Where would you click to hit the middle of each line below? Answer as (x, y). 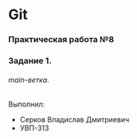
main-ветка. (29, 79)
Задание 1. (30, 61)
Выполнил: (27, 104)
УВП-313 (34, 128)
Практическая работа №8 (61, 40)
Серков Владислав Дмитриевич (74, 120)
